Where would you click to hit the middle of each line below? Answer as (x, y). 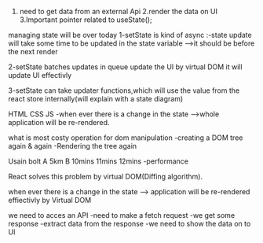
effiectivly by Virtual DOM (50, 200)
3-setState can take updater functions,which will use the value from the (124, 90)
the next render (33, 52)
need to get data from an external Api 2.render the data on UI (119, 11)
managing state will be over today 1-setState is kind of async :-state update (130, 35)
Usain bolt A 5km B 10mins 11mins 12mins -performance (99, 161)
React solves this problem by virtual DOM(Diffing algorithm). (105, 177)
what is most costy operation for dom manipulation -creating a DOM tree (126, 138)
